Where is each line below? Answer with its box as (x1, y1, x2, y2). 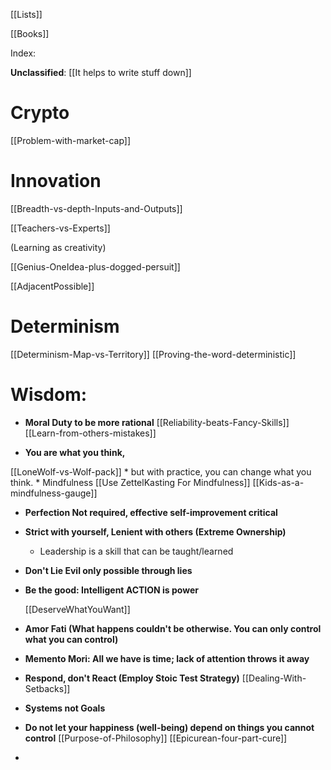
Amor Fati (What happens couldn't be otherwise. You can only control (24, 622, 322, 634)
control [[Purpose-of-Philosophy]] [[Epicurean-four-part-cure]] (24, 732, 288, 744)
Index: (10, 47, 37, 59)
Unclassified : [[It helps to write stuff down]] (10, 67, 192, 78)
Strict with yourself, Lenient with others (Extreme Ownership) (24, 525, 287, 538)
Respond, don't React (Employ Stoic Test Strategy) (24, 672, 240, 684)
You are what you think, (24, 446, 126, 458)
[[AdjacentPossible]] (10, 280, 95, 292)
